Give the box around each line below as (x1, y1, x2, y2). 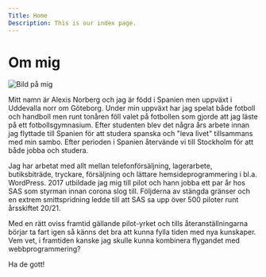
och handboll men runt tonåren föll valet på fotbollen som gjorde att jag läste (8, 112, 258, 122)
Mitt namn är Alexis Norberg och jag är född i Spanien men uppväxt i (8, 95, 233, 104)
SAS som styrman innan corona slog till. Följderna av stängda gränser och (8, 186, 250, 196)
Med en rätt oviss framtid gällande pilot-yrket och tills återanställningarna (8, 219, 249, 228)
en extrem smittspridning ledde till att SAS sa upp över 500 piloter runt (8, 195, 239, 205)
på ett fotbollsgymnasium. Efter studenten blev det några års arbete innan (8, 120, 250, 130)
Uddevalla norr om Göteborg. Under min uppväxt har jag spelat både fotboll (8, 103, 256, 113)
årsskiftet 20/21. (8, 204, 61, 213)
